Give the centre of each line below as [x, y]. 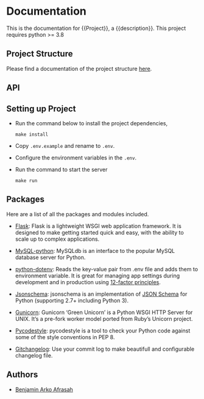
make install [32, 134]
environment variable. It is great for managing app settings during [97, 276]
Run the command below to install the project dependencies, [91, 123]
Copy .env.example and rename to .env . [65, 145]
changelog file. [34, 355]
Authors [22, 375]
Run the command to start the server [61, 169]
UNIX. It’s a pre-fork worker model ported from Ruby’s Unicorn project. [104, 318]
